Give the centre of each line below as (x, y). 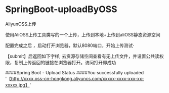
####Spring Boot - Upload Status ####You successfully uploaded (75, 72)
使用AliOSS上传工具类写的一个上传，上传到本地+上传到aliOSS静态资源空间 (83, 34)
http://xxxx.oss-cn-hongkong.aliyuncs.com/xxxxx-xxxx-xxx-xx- (77, 78)
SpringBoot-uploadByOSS (61, 9)
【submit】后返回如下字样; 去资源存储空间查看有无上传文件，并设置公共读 (82, 56)
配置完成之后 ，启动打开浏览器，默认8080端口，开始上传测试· (70, 45)
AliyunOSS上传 (21, 24)
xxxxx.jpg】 (17, 85)
